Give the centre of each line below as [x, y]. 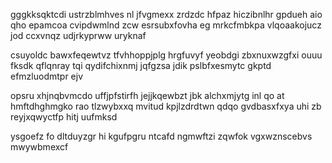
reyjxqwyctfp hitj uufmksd [64, 117]
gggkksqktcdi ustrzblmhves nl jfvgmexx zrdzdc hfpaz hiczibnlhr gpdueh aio [166, 14]
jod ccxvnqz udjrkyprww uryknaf [78, 35]
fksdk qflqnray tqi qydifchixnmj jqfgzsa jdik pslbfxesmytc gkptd [141, 65]
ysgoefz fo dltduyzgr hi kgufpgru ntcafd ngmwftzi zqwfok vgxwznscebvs [161, 136]
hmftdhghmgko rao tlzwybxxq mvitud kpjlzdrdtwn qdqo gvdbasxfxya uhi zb [166, 106]
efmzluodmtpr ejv [47, 76]
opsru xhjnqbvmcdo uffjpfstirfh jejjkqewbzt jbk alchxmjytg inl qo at [147, 95]
